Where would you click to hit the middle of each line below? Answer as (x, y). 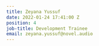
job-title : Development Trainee (47, 28)
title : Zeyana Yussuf (34, 12)
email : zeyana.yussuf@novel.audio (50, 34)
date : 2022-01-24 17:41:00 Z (43, 17)
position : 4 (21, 23)
